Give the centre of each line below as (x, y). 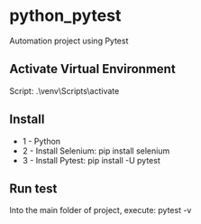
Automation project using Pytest (69, 41)
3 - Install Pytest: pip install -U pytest (91, 160)
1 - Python (41, 141)
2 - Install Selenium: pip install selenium (96, 151)
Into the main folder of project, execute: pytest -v (100, 210)
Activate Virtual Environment (92, 69)
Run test (33, 188)
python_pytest (65, 16)
